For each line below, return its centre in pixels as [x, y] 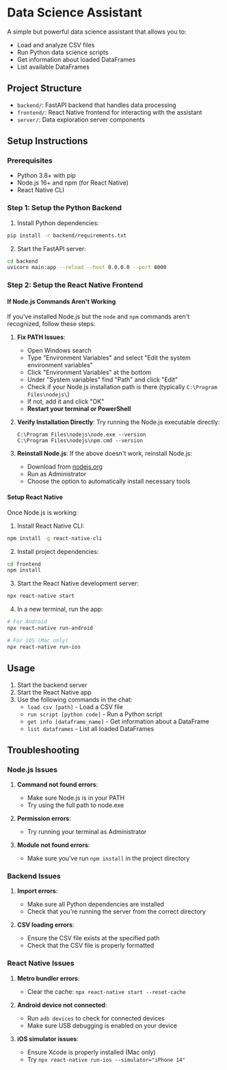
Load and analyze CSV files [56, 45]
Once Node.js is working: [43, 512]
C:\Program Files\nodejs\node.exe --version [81, 435]
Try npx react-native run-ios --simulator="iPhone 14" [106, 1059]
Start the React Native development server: [78, 583]
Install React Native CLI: [50, 526]
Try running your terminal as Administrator [87, 832]
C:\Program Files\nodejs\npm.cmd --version [80, 441]
